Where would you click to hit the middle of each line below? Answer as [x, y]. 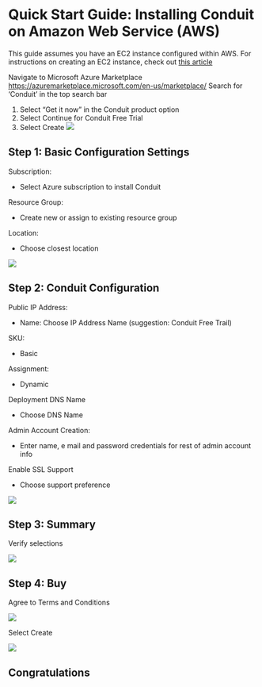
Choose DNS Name [51, 415]
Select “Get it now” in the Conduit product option [99, 109]
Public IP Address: [38, 307]
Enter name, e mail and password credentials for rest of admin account [135, 445]
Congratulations [49, 672]
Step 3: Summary [52, 524]
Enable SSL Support [41, 469]
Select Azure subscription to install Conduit [90, 186]
